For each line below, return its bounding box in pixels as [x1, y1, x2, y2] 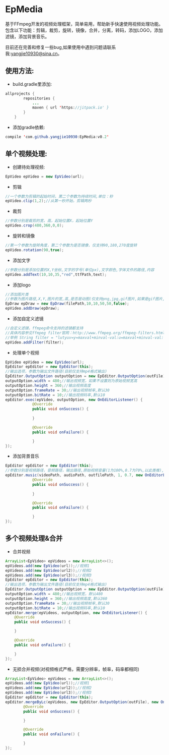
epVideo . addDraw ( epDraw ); [5, 306, 59, 311]
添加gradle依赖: [12, 125, 45, 130]
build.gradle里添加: [12, 81, 52, 87]
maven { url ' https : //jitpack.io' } [32, 105, 109, 110]
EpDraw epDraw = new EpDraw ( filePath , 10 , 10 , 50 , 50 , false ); [5, 301, 129, 306]
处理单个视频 [12, 350, 39, 356]
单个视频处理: [5, 150, 48, 158]
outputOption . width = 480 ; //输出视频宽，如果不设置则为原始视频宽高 [5, 378, 137, 384]
